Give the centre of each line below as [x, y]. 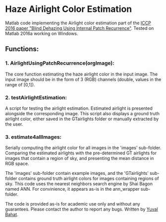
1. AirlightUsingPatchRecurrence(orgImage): [60, 63]
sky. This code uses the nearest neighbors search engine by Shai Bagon [79, 184]
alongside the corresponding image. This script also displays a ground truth [82, 113]
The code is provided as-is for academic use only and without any [73, 204]
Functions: [22, 49]
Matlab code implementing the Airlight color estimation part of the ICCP [78, 23]
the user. [14, 124]
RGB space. [17, 164]
